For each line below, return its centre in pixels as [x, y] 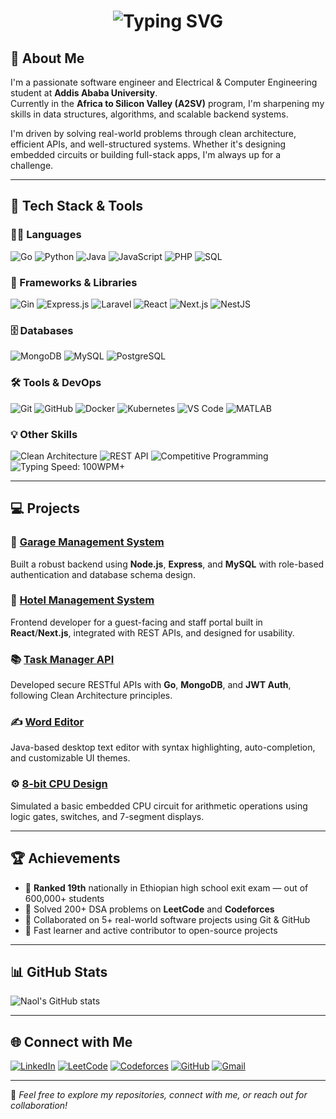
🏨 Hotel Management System [82, 600]
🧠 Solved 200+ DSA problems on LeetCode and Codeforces [149, 909]
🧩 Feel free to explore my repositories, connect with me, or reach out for [159, 1095]
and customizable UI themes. [70, 758]
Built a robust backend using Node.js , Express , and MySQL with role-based [167, 564]
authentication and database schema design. [103, 574]
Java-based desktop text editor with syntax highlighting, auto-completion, [163, 747]
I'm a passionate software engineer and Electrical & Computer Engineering [164, 82]
